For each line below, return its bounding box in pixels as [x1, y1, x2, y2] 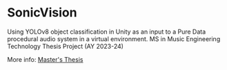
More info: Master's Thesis [7, 55, 83, 63]
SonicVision [7, 5, 77, 21]
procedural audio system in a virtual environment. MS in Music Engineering [7, 34, 221, 43]
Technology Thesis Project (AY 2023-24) [7, 42, 124, 50]
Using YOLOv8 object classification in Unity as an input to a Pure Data [7, 27, 206, 36]
